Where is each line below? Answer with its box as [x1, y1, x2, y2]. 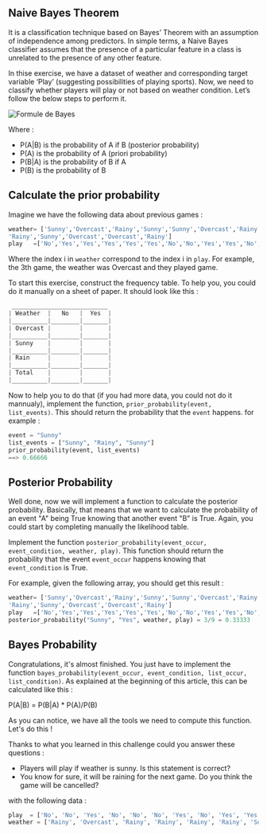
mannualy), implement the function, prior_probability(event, [8, 398, 212, 409]
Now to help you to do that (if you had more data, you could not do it [8, 390, 233, 400]
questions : [8, 748, 45, 758]
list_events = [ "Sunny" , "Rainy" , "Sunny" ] [8, 438, 155, 447]
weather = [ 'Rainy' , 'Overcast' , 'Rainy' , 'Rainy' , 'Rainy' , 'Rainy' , [8, 818, 247, 827]
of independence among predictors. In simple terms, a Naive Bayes [8, 36, 229, 45]
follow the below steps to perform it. [8, 93, 127, 103]
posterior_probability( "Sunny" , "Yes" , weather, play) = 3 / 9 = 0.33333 [8, 616, 250, 624]
